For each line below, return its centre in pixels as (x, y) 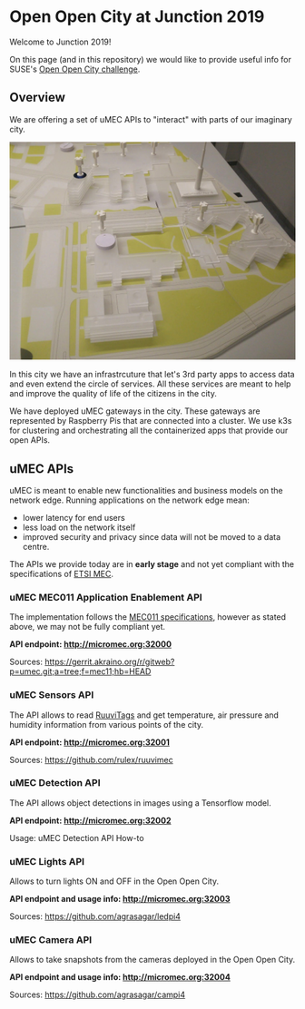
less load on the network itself (79, 527)
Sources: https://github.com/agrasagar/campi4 (98, 994)
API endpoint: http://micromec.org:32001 (89, 742)
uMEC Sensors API (52, 695)
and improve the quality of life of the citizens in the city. (113, 394)
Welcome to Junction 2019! (60, 42)
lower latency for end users (74, 517)
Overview (38, 98)
